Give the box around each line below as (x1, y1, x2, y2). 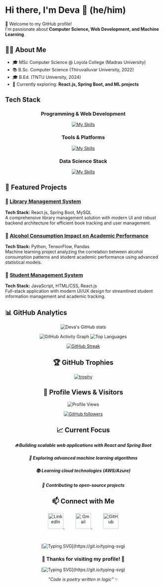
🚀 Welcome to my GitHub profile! (5, 21, 72, 27)
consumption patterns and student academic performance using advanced (5, 254, 159, 260)
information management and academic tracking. (5, 293, 106, 299)
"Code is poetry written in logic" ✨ (48, 576, 119, 582)
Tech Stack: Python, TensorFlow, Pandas (5, 244, 90, 250)
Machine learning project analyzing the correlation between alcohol (5, 249, 143, 255)
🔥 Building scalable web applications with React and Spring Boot (14, 442, 152, 448)
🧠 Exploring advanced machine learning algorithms (29, 455, 138, 461)
